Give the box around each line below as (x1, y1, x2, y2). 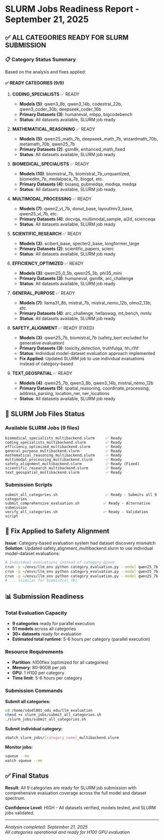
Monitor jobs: (5, 744, 33, 750)
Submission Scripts (5, 481, 53, 488)
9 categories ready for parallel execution (12, 620, 95, 626)
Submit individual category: (5, 726, 63, 732)
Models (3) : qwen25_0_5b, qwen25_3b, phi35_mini (19, 270, 122, 276)
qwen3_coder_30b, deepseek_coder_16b (19, 106, 102, 112)
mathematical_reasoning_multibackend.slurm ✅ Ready (5, 453, 122, 458)
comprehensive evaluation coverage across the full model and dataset (5, 790, 146, 796)
